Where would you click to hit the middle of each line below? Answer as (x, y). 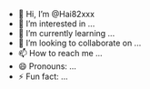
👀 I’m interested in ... (56, 24)
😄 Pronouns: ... (47, 66)
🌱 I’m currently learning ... (66, 33)
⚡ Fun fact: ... (43, 76)
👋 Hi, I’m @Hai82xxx (56, 14)
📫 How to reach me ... (60, 53)
